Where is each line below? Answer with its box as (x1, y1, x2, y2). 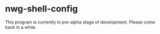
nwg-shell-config (5, 3, 78, 14)
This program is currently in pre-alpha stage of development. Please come (5, 19, 156, 25)
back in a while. (5, 24, 37, 30)
